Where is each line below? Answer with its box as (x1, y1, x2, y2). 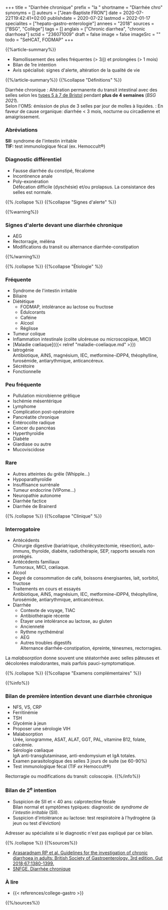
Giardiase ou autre (12, 441, 52, 447)
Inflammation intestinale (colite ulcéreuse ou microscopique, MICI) (12, 336, 151, 342)
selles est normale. (12, 189, 52, 195)
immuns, (12, 548, 31, 554)
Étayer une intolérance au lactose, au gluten (20, 618, 113, 624)
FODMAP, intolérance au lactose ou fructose (20, 304, 114, 310)
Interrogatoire (5, 525, 41, 532)
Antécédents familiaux (12, 559, 60, 565)
